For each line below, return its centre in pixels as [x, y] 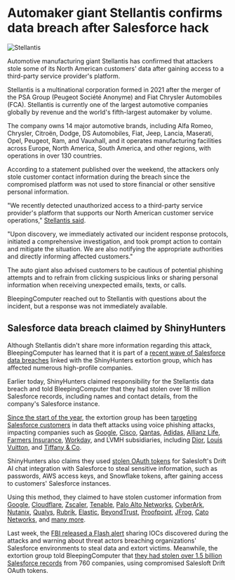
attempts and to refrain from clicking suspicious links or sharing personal [113, 277]
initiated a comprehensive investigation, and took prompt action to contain [114, 241]
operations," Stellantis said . [47, 220]
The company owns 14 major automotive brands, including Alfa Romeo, [110, 125]
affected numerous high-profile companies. [70, 367]
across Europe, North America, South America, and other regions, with [109, 148]
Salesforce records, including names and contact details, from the [103, 396]
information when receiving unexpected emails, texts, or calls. [97, 285]
